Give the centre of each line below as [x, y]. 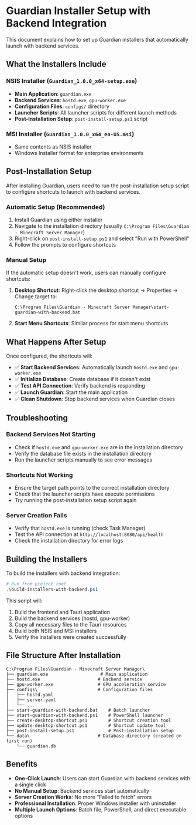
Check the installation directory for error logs [69, 541]
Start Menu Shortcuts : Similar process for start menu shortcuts [91, 324]
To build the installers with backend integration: [63, 573]
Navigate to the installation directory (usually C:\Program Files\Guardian [102, 226]
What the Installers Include [56, 64]
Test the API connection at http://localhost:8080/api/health [89, 534]
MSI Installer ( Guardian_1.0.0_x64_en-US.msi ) [70, 134]
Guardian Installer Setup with [78, 11]
